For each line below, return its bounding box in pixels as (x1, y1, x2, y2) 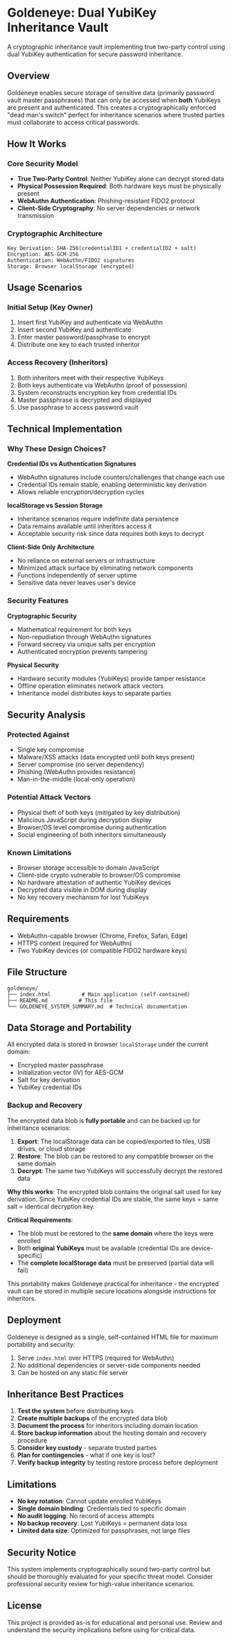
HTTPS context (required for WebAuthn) (17, 939, 132, 947)
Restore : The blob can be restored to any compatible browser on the (17, 1152, 213, 1160)
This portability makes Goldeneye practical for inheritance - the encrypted (7, 1279, 220, 1288)
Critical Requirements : (7, 1215, 73, 1224)
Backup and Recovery (7, 1100, 83, 1110)
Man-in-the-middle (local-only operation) (17, 775, 136, 784)
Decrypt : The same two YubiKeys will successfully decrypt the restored (17, 1166, 223, 1175)
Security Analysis (7, 709, 86, 721)
